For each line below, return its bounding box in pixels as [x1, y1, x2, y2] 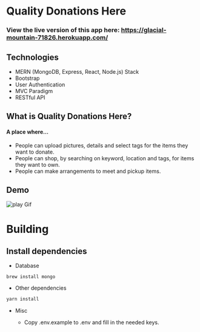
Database [15, 262, 39, 270]
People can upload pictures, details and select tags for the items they [15, 142, 188, 149]
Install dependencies [6, 246, 87, 256]
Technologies [6, 52, 59, 62]
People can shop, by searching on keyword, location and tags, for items [15, 154, 195, 161]
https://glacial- [121, 26, 167, 34]
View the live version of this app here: [6, 26, 120, 34]
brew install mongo [6, 274, 56, 280]
